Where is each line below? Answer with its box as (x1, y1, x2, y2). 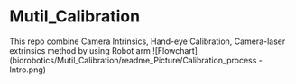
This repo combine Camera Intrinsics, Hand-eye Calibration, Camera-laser (9, 36, 286, 46)
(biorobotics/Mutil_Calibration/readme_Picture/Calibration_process (9, 55, 257, 65)
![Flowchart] (152, 45, 198, 55)
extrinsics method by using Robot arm (9, 45, 151, 55)
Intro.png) (9, 64, 47, 75)
